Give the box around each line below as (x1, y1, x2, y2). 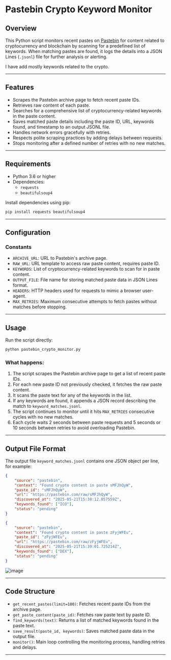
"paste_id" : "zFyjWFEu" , (14, 534, 67, 540)
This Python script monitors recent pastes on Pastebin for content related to (5, 37, 165, 43)
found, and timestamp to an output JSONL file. (12, 124, 110, 130)
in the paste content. (12, 113, 56, 119)
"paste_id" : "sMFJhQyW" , (14, 487, 67, 493)
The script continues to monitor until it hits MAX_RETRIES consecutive (12, 408, 155, 414)
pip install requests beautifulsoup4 (5, 209, 85, 214)
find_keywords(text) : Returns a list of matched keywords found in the (12, 617, 159, 623)
